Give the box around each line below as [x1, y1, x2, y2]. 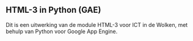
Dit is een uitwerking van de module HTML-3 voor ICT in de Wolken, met [5, 21, 188, 28]
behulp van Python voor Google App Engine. [5, 28, 118, 35]
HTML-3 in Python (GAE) [5, 5, 101, 15]
